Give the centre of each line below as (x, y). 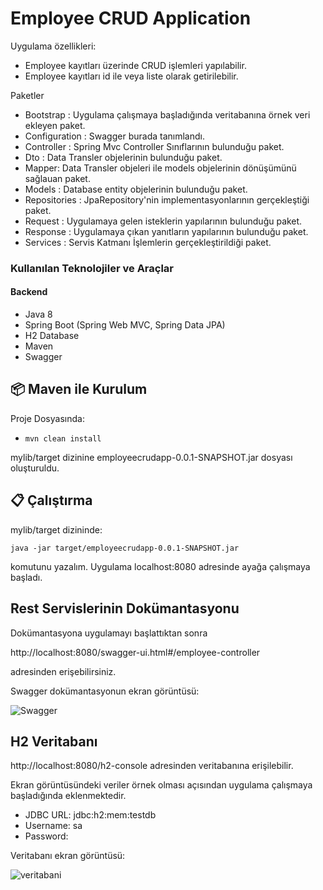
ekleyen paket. (55, 125)
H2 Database (52, 336)
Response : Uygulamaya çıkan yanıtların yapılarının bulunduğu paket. (166, 231)
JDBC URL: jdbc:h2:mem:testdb (90, 815)
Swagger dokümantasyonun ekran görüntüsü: (105, 691)
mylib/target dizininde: (56, 529)
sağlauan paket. (57, 178)
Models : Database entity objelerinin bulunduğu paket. (136, 189)
